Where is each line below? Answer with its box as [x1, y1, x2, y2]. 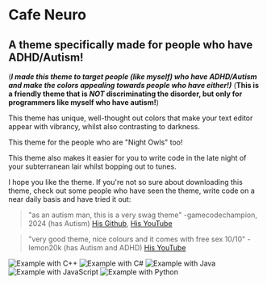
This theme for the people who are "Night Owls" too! [8, 137, 183, 147]
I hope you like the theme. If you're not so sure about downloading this [8, 178, 244, 187]
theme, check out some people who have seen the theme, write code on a [8, 186, 256, 195]
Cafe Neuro [8, 6, 87, 24]
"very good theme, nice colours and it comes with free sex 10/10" [27, 234, 246, 244]
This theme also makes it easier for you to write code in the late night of [8, 153, 247, 162]
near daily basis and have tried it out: [8, 195, 131, 203]
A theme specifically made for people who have [8, 38, 253, 52]
